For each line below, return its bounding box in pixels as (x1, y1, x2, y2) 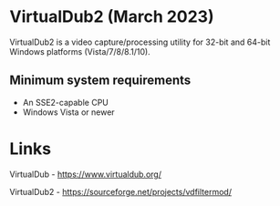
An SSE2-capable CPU (22, 97, 109, 108)
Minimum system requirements (9, 73, 192, 88)
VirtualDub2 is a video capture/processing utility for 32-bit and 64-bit (9, 36, 271, 47)
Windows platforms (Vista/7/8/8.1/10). (9, 46, 150, 57)
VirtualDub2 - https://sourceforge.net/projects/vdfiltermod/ (9, 186, 233, 197)
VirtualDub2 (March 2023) (9, 6, 214, 27)
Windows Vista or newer (22, 107, 116, 118)
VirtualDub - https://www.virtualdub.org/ (9, 169, 162, 180)
